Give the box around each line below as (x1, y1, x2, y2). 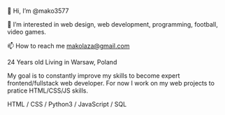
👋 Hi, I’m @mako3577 (7, 7, 69, 15)
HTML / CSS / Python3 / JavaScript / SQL (7, 100, 127, 108)
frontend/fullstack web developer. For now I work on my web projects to (7, 79, 215, 87)
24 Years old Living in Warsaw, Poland (7, 58, 117, 66)
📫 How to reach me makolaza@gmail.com (7, 42, 130, 50)
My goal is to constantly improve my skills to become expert (7, 72, 180, 80)
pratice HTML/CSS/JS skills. (7, 86, 89, 95)
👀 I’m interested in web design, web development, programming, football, (7, 20, 218, 28)
